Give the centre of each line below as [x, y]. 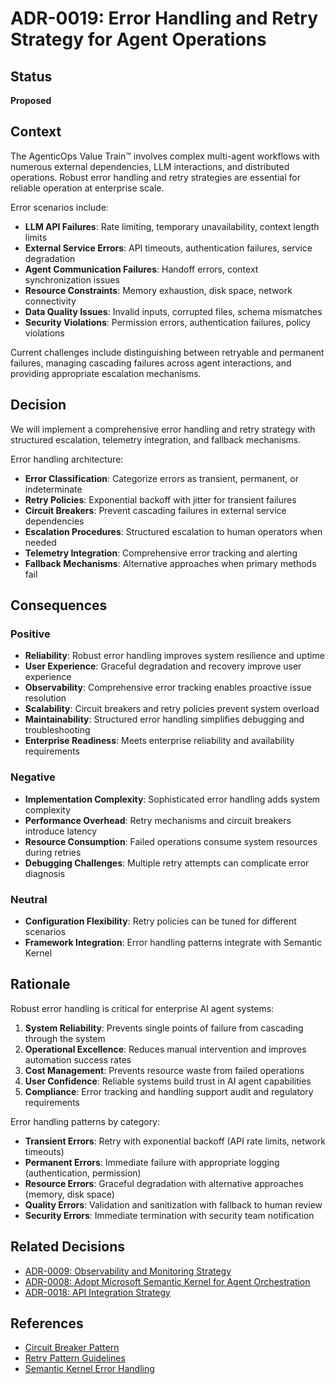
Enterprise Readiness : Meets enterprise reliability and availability [159, 741]
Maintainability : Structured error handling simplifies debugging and [164, 719]
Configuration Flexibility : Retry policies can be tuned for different [160, 921]
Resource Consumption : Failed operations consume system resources [171, 841]
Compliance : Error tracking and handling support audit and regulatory [169, 1091]
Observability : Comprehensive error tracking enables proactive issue [168, 688]
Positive [30, 634]
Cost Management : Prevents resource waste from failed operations [164, 1070]
